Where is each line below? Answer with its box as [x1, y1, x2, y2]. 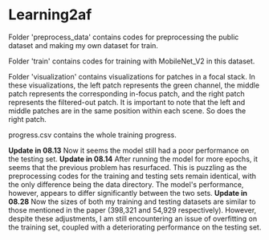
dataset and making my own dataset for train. [8, 40, 159, 50]
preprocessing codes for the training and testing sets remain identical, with [8, 171, 257, 181]
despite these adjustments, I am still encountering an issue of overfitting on [8, 214, 258, 223]
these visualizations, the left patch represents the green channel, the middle [8, 80, 259, 90]
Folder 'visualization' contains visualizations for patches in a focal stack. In [8, 71, 255, 81]
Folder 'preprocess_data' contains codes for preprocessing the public [8, 32, 239, 42]
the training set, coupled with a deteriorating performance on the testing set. [8, 222, 262, 232]
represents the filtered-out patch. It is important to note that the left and [8, 97, 246, 107]
